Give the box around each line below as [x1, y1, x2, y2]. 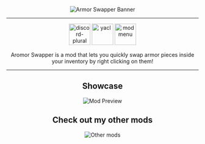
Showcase [82, 81, 123, 92]
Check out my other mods [52, 115, 153, 125]
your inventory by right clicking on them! [51, 58, 154, 65]
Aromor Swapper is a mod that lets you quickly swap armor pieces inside [10, 51, 195, 58]
